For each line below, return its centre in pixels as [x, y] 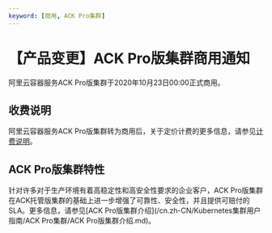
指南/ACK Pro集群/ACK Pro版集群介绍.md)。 [82, 221]
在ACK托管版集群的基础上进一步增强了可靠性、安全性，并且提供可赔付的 [129, 201]
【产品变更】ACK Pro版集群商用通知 [130, 58]
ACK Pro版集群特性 [57, 169]
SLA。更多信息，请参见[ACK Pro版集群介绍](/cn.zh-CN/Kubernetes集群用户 [135, 210]
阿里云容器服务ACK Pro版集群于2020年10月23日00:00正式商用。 [117, 83]
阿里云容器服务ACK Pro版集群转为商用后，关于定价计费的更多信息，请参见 [132, 131]
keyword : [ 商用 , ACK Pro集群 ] [57, 16]
